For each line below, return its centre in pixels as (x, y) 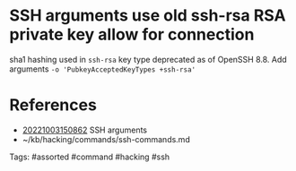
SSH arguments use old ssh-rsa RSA (148, 16)
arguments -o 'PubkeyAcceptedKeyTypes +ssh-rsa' (102, 69)
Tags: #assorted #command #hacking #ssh (90, 157)
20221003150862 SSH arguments (85, 130)
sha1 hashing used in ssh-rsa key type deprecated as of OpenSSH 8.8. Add (148, 59)
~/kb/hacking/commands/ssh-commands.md (106, 139)
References (53, 105)
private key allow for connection (132, 34)
